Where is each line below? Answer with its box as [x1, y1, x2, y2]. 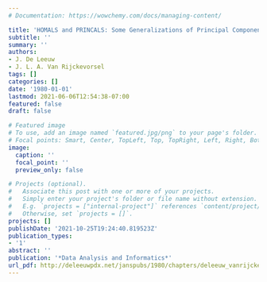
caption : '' [15, 151, 56, 159]
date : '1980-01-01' [8, 85, 73, 93]
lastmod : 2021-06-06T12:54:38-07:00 [8, 92, 130, 100]
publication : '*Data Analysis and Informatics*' [8, 254, 172, 262]
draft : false [8, 107, 52, 115]
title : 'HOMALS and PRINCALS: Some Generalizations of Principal [8, 25, 229, 34]
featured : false [8, 100, 62, 108]
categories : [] [8, 77, 59, 86]
